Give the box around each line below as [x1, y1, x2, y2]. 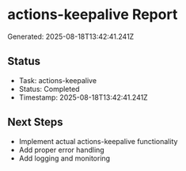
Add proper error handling [18, 145, 104, 154]
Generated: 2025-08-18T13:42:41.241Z [7, 32, 135, 41]
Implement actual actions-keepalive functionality [18, 136, 178, 146]
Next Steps [7, 116, 63, 129]
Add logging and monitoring [18, 153, 111, 163]
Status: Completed [18, 84, 80, 93]
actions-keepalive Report [7, 6, 178, 24]
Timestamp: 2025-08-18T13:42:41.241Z [18, 93, 148, 102]
